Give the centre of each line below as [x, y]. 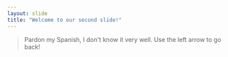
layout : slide [28, 13]
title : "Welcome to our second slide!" [65, 20]
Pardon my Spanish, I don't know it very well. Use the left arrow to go [123, 39]
